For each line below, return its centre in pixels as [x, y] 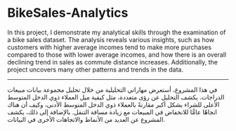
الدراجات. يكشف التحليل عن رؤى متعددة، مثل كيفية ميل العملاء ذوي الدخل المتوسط [116, 97]
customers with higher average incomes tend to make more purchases [110, 47]
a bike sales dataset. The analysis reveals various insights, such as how [111, 39]
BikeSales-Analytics [68, 13]
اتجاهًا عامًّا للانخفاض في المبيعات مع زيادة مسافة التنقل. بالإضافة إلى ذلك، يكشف [112, 112]
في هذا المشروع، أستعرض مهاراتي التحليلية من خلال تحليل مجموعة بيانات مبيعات [112, 90]
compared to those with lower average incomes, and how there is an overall [117, 55]
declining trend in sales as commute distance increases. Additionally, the [112, 62]
